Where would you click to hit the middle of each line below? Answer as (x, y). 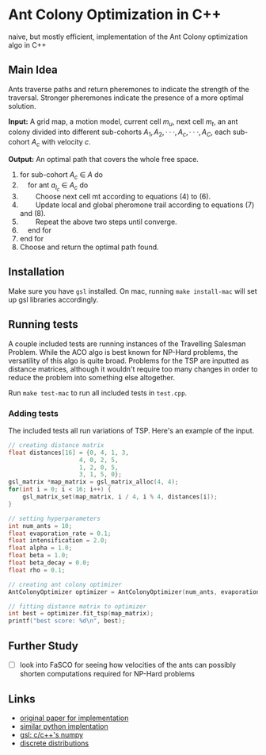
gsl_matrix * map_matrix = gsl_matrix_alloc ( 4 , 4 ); (93, 482)
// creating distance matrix (56, 445)
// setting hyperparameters (55, 518)
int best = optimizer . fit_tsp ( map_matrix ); (81, 614)
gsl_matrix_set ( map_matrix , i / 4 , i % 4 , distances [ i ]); (120, 497)
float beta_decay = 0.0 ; (49, 563)
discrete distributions (54, 743)
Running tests (44, 324)
